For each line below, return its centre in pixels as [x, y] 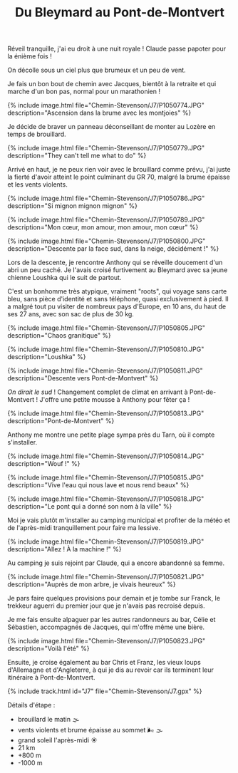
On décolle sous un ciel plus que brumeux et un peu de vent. [97, 70]
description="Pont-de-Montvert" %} [61, 421]
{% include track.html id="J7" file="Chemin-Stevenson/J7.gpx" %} [105, 691]
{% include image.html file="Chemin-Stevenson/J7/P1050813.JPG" [106, 413]
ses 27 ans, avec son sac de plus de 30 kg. [71, 314]
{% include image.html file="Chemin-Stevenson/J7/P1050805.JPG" [106, 328]
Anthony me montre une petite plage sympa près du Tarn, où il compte [111, 435]
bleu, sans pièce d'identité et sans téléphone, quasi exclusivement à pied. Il [118, 299]
